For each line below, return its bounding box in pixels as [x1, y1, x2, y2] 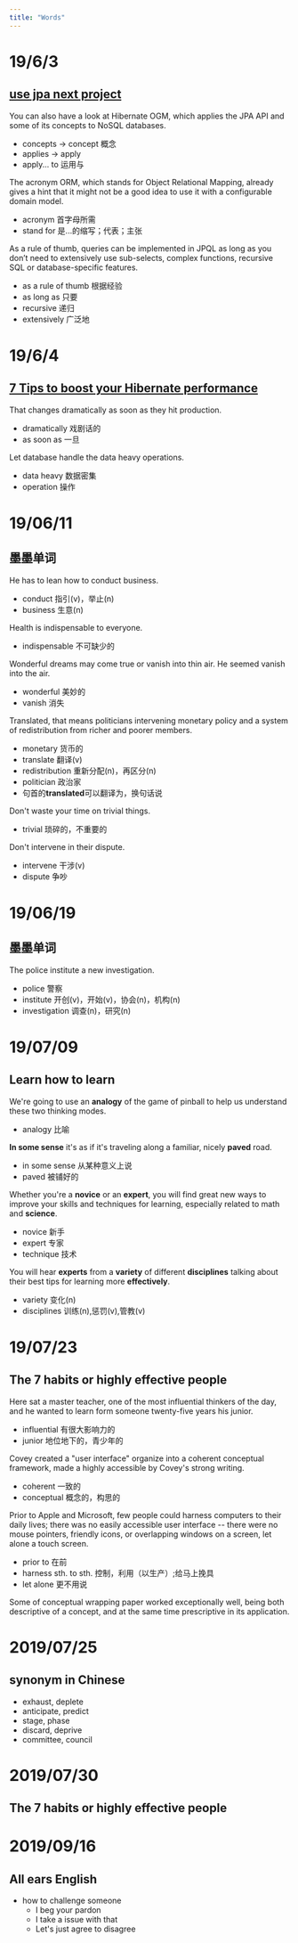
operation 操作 [21, 481, 76, 492]
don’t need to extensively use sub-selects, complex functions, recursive [9, 252, 274, 263]
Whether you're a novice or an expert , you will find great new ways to [9, 1188, 267, 1199]
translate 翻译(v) [21, 754, 83, 764]
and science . [9, 1208, 58, 1219]
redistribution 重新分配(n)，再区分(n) [21, 765, 157, 776]
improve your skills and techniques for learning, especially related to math [9, 1198, 280, 1209]
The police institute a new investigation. [9, 964, 155, 976]
